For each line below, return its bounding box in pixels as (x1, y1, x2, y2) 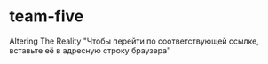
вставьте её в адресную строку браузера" (9, 44, 171, 55)
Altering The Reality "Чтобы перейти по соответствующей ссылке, (9, 36, 259, 46)
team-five (9, 6, 84, 27)
